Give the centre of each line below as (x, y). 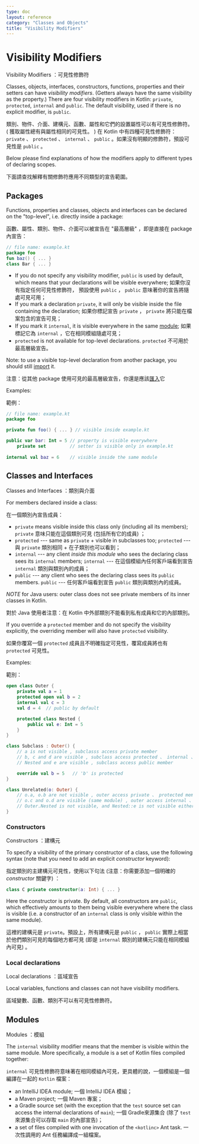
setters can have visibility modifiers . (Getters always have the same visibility (99, 93)
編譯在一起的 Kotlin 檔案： (39, 1079)
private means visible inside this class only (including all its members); (101, 527)
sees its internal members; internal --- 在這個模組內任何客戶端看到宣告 (104, 561)
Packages (25, 196)
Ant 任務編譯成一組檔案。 (73, 1135)
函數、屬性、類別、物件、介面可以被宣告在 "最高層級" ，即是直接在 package (99, 229)
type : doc (18, 12)
